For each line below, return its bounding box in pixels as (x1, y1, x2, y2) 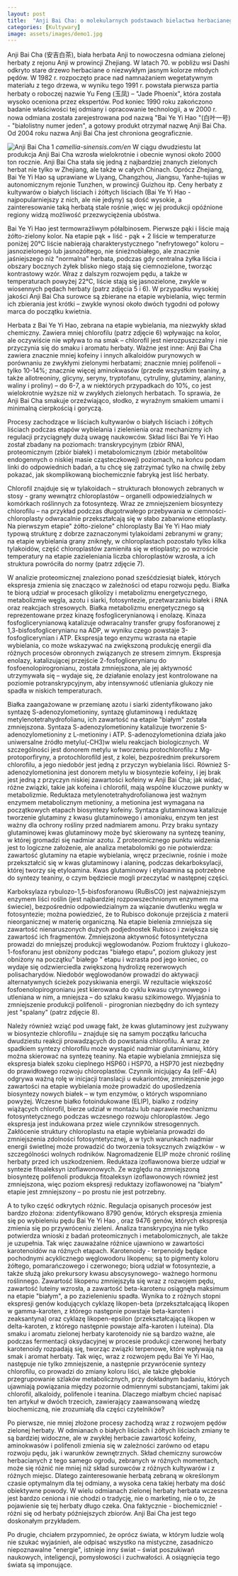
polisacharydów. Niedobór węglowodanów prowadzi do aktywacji (7, 970, 199, 979)
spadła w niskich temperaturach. (7, 686, 103, 695)
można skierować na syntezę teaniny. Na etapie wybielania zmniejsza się (7, 1052, 221, 1061)
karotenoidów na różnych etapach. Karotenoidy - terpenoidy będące (7, 1247, 208, 1255)
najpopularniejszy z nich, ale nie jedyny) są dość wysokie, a (7, 196, 182, 204)
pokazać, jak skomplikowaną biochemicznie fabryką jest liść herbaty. (7, 470, 209, 479)
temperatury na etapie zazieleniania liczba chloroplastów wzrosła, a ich (7, 552, 216, 561)
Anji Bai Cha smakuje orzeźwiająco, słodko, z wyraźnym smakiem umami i (7, 397, 224, 405)
